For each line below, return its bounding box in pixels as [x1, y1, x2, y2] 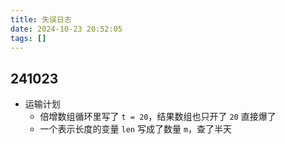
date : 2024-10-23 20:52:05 [10, 24, 123, 34]
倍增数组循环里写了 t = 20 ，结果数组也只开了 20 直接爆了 [39, 111, 277, 123]
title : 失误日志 [10, 14, 72, 25]
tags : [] [10, 33, 47, 43]
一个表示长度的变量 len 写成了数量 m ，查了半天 [39, 123, 233, 135]
